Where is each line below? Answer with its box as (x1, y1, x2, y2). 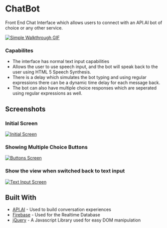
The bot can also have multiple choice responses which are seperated (12, 85, 157, 91)
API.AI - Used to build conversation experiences (12, 206, 111, 212)
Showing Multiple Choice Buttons (5, 143, 88, 150)
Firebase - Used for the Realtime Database (12, 212, 101, 218)
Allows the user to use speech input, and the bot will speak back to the (12, 63, 158, 70)
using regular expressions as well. (12, 90, 82, 96)
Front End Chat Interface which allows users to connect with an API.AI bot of (5, 19, 163, 25)
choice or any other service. (5, 24, 63, 30)
